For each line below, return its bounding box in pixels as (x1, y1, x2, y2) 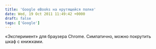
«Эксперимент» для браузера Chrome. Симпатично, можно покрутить (5, 34, 151, 39)
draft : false (5, 16, 31, 21)
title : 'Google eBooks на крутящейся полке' (5, 7, 96, 12)
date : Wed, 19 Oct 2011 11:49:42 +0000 (5, 12, 85, 16)
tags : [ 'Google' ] (5, 20, 40, 25)
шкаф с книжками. (5, 39, 43, 45)
